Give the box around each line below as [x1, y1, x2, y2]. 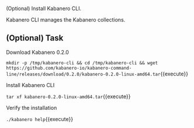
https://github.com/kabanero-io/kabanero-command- [6, 65, 132, 71]
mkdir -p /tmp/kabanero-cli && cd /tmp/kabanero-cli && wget [6, 60, 158, 66]
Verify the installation [6, 104, 57, 111]
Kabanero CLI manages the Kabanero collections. [6, 16, 126, 23]
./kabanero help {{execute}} [6, 115, 74, 122]
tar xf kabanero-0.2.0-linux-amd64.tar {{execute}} [6, 93, 131, 100]
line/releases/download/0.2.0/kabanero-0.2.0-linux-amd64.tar [6, 71, 161, 77]
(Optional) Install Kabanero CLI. [6, 5, 82, 12]
